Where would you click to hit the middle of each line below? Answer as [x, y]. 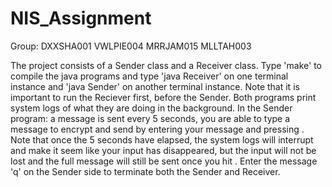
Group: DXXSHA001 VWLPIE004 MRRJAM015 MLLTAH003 [131, 46]
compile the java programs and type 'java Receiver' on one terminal [149, 76]
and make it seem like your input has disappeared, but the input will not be [163, 150]
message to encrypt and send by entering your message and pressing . [157, 129]
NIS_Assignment [81, 18]
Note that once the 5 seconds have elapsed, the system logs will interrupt [162, 139]
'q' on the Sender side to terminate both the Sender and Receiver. [145, 171]
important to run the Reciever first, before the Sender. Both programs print [163, 97]
